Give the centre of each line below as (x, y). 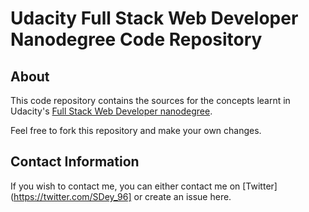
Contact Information (75, 162)
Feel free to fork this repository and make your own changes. (136, 130)
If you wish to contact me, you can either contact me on (125, 186)
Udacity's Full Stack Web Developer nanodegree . (111, 111)
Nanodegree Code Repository (136, 39)
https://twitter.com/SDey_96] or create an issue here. (122, 196)
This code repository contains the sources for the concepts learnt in (150, 100)
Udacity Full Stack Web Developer (154, 18)
